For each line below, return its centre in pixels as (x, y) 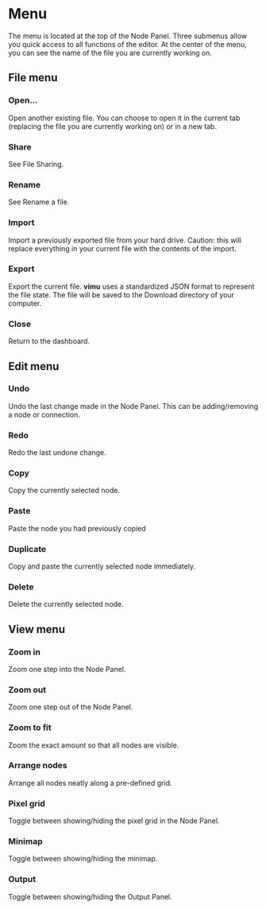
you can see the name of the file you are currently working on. (110, 52)
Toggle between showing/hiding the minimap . (83, 859)
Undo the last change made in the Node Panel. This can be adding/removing (133, 406)
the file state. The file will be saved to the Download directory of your (121, 294)
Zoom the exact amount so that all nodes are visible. (94, 745)
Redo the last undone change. (58, 453)
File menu (33, 78)
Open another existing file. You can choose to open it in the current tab (124, 118)
